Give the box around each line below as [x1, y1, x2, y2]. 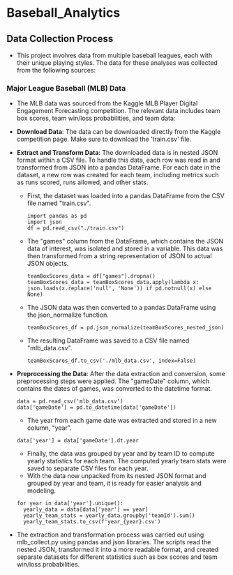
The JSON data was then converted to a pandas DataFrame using [27, 304, 216, 312]
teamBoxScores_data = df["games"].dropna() [27, 273, 156, 280]
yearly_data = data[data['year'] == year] [23, 506, 149, 514]
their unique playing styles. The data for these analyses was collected [16, 59, 218, 67]
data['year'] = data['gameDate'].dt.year [16, 438, 139, 445]
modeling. [27, 486, 57, 495]
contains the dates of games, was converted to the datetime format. [16, 384, 212, 393]
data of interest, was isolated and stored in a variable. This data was [27, 244, 223, 253]
